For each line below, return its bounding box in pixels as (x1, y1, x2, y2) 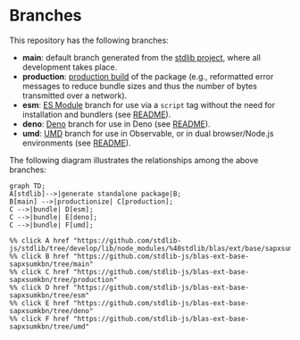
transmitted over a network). (21, 90, 128, 101)
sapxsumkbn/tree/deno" (9, 306, 94, 315)
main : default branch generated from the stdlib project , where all (21, 52, 262, 62)
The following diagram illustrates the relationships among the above (9, 154, 259, 165)
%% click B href (9, 252, 70, 261)
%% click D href (9, 283, 70, 292)
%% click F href (9, 314, 70, 323)
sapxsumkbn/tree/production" (9, 275, 118, 284)
